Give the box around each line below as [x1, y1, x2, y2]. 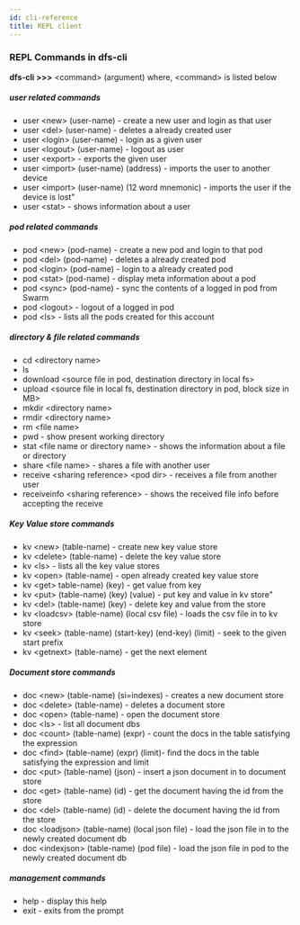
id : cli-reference [9, 13, 78, 22]
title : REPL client [9, 22, 83, 31]
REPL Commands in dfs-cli [9, 51, 128, 64]
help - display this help [22, 895, 108, 906]
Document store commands [9, 667, 116, 678]
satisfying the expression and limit [22, 757, 150, 768]
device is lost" [22, 191, 75, 202]
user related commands [9, 92, 101, 103]
